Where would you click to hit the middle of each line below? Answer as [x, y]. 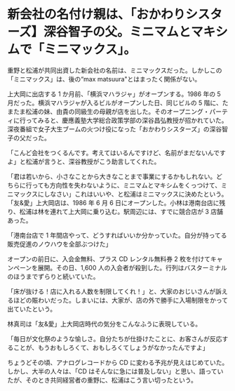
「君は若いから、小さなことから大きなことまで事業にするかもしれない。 [112, 176]
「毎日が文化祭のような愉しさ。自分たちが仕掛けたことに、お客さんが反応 [115, 338]
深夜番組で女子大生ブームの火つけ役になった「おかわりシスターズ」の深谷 [115, 129]
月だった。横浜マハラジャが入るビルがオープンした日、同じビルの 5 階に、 [115, 102]
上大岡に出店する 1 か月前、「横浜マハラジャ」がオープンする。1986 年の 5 [114, 94]
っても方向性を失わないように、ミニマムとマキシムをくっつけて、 [126, 185]
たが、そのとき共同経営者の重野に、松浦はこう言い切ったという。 [102, 380]
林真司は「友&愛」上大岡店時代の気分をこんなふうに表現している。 [105, 324]
